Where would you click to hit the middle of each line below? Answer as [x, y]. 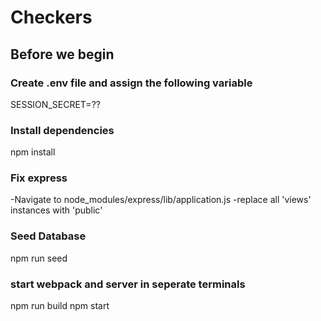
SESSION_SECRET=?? [55, 104]
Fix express [39, 178]
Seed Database [48, 236]
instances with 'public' [56, 210]
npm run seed [39, 258]
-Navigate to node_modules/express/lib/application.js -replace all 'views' [161, 200]
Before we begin [62, 54]
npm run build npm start [60, 306]
